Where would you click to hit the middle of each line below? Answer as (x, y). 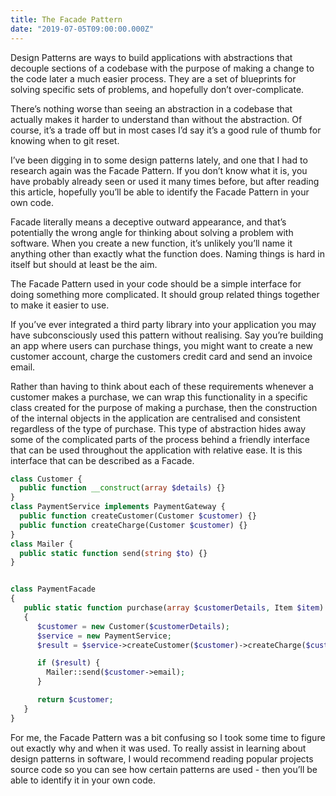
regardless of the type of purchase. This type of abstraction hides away (158, 428)
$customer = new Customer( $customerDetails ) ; (133, 626)
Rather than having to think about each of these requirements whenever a (162, 386)
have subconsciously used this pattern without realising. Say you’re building (167, 335)
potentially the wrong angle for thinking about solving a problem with (152, 232)
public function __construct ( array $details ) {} (122, 488)
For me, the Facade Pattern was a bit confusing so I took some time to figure (168, 737)
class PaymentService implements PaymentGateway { (118, 507)
